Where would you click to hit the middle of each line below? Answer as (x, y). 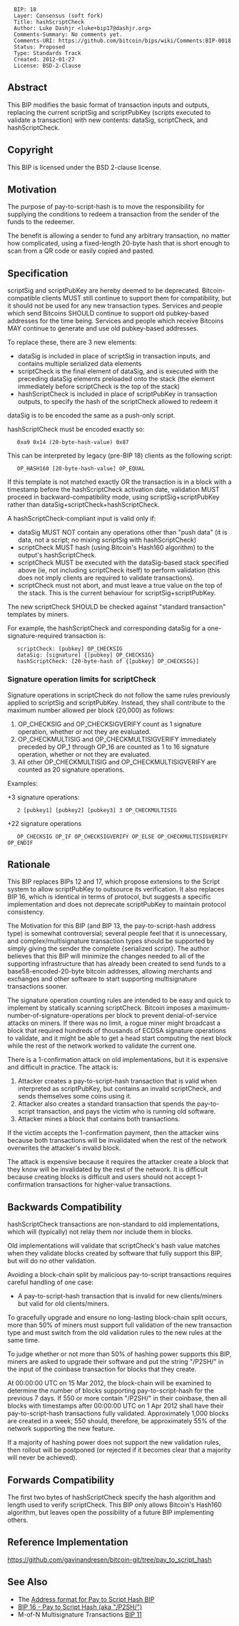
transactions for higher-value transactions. (109, 1185)
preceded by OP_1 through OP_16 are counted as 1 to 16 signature (113, 747)
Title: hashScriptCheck (49, 22)
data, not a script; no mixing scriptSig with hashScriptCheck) (107, 540)
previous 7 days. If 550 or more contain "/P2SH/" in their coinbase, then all (117, 1398)
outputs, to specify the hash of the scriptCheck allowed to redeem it (118, 402)
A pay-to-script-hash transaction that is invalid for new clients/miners (120, 1296)
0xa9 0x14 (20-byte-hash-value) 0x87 (73, 443)
